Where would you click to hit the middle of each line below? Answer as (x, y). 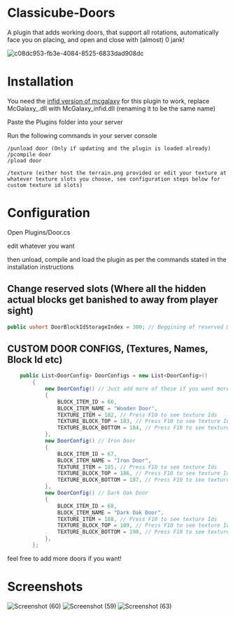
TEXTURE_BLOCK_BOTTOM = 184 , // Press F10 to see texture (143, 428)
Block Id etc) (35, 360)
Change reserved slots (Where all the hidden (107, 289)
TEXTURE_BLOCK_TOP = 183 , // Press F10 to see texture (138, 422)
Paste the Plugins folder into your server (65, 122)
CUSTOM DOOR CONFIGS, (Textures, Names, (108, 348)
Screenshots (45, 587)
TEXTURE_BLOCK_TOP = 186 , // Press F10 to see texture (138, 473)
